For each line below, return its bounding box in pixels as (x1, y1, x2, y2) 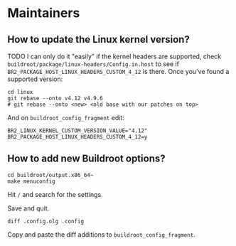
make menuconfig (7, 178, 55, 185)
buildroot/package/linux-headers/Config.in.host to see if (7, 60, 180, 68)
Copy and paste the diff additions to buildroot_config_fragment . (7, 230, 195, 239)
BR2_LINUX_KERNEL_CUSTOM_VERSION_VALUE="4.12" (7, 127, 148, 134)
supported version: (7, 75, 63, 83)
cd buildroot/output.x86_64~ (7, 171, 94, 178)
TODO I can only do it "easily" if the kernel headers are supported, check (7, 52, 222, 60)
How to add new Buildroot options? (7, 153, 166, 165)
